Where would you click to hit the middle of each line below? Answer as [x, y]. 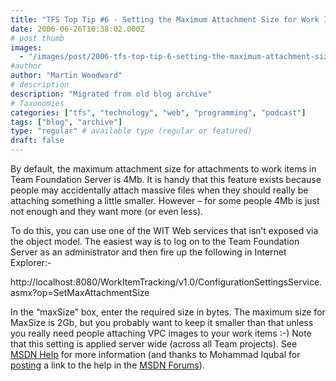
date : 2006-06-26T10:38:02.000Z [77, 29]
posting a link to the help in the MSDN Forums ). [107, 365]
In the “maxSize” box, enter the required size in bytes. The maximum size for [168, 312]
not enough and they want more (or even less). [107, 211]
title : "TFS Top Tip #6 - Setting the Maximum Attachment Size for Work [165, 19]
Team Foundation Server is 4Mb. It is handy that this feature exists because [166, 179]
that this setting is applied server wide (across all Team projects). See [154, 344]
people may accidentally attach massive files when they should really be [159, 190]
